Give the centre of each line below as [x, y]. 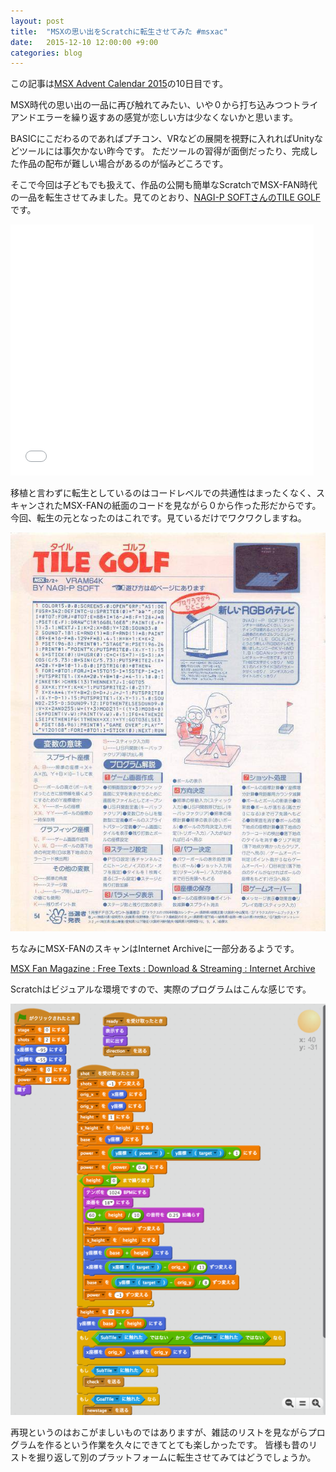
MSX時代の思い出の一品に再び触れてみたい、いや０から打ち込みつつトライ [164, 105]
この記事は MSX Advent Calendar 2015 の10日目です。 [119, 84]
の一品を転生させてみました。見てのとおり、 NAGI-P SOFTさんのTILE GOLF [166, 197]
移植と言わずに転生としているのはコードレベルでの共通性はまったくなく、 [163, 493]
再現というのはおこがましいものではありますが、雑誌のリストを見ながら [159, 1432]
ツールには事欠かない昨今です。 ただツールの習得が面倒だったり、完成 [164, 151]
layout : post [37, 21]
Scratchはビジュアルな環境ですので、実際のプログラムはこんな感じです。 [161, 989]
